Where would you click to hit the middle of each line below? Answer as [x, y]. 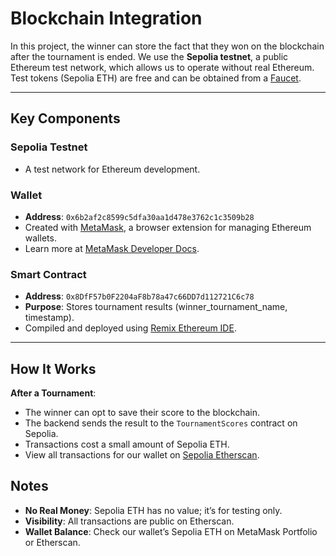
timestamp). [49, 318]
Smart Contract [48, 274]
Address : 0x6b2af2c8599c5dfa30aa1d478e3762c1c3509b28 [139, 216]
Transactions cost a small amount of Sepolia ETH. [127, 444]
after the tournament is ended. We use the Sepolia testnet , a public [149, 56]
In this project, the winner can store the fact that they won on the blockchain [167, 46]
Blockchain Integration [106, 18]
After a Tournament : [53, 393]
